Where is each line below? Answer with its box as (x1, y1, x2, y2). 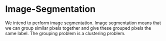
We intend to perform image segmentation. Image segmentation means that (5, 20, 161, 26)
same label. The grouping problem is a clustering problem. (5, 30, 125, 36)
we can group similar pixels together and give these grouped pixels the (5, 25, 151, 31)
